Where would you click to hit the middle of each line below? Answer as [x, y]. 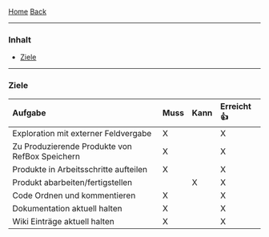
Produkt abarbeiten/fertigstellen [72, 182]
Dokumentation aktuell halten [67, 208]
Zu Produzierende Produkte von [72, 146]
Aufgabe [29, 113]
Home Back [27, 12]
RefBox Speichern [46, 156]
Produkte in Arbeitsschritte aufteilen [80, 169]
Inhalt [20, 39]
